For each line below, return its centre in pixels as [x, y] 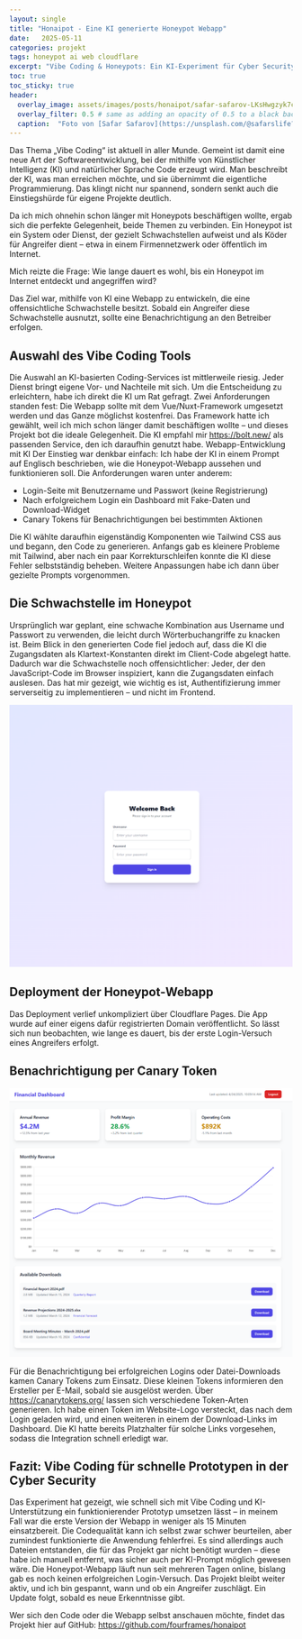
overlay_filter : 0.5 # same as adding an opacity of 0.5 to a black [148, 114]
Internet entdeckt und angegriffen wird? [83, 281]
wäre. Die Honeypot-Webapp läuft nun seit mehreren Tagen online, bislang [147, 1570]
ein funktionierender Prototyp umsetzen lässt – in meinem [171, 1512]
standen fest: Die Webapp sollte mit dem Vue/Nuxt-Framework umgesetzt [147, 407]
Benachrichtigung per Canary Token [113, 1071]
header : [24, 95]
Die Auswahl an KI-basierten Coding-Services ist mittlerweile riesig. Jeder [147, 378]
